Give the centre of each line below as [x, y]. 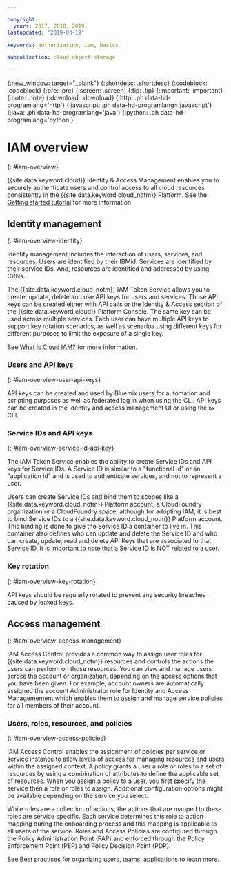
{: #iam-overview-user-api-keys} [54, 380]
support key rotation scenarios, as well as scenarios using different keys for [114, 326]
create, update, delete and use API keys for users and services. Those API [113, 296]
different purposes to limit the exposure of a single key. [86, 333]
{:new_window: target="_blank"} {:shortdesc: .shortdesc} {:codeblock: [108, 83]
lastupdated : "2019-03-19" [46, 32]
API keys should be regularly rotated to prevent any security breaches [107, 594]
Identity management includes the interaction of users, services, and [105, 254]
